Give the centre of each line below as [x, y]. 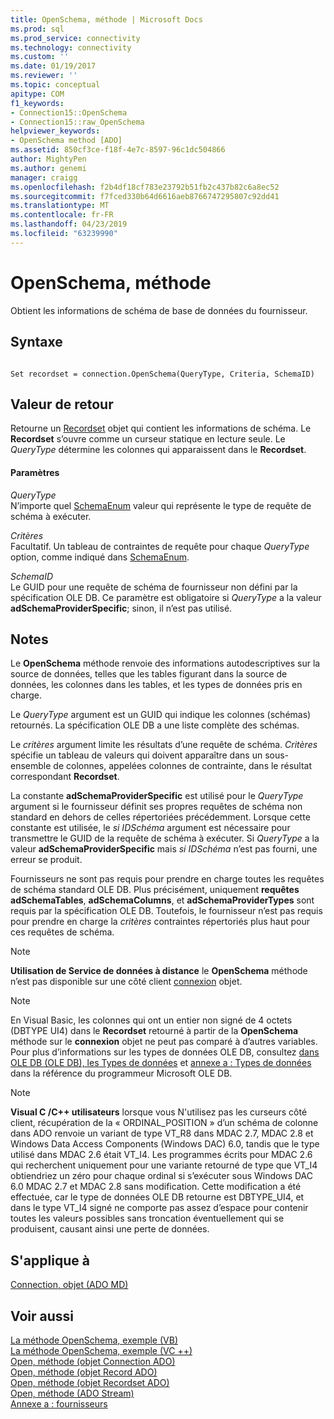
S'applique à [50, 1260]
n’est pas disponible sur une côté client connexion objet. [126, 982]
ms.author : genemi [48, 168]
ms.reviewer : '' [44, 76]
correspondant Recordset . [65, 777]
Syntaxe [36, 342]
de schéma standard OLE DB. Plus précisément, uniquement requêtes [155, 890]
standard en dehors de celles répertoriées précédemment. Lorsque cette [160, 817]
